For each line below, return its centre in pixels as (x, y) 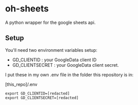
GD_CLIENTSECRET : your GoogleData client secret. (66, 65)
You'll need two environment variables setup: (51, 50)
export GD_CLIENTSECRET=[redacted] (42, 98)
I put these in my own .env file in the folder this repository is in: (69, 75)
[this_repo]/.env (21, 84)
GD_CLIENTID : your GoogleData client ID (54, 60)
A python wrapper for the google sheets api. (50, 22)
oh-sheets (27, 9)
